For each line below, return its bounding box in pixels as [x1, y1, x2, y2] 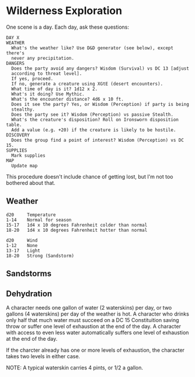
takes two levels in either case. [6, 352, 81, 359]
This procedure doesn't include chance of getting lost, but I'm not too [6, 173, 173, 180]
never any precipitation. [11, 55, 75, 61]
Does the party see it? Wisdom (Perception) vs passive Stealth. [11, 111, 174, 118]
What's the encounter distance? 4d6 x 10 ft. [11, 96, 124, 102]
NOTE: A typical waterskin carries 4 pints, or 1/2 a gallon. [6, 364, 144, 371]
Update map [11, 163, 38, 169]
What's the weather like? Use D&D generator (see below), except [11, 45, 174, 51]
